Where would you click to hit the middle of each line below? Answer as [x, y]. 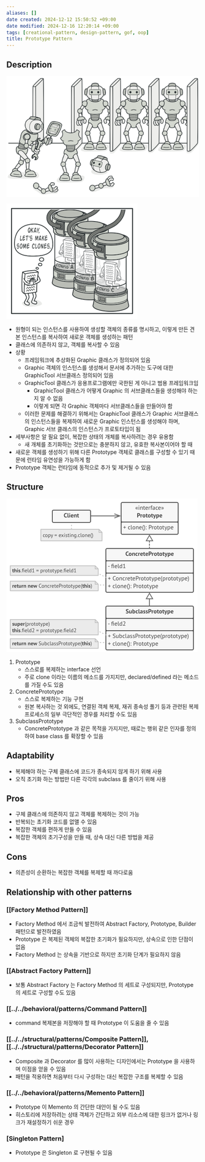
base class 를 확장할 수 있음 [70, 736]
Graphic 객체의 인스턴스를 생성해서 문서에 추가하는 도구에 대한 [99, 367]
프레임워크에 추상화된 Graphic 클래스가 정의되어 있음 [88, 360]
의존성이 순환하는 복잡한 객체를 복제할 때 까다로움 [74, 873]
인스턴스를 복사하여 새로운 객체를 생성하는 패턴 [77, 337]
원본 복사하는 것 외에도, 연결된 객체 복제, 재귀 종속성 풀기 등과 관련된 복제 [111, 706]
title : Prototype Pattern [39, 39]
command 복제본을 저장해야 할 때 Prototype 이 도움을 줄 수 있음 [92, 1023]
